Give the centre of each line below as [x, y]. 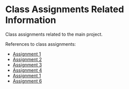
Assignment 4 [27, 70]
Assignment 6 [27, 81]
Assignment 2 [27, 59]
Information [31, 20]
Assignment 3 [27, 65]
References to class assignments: [41, 44]
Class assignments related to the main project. [54, 34]
